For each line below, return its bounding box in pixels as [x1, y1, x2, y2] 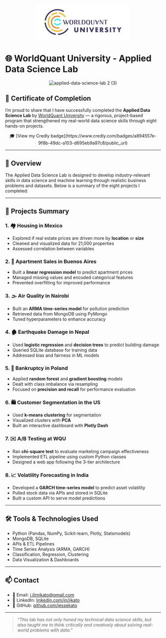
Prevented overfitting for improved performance [12, 280, 110, 286]
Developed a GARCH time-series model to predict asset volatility [12, 484, 146, 491]
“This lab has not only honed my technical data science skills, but [17, 616, 152, 622]
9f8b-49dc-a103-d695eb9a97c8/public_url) [38, 140, 128, 146]
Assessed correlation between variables [12, 245, 94, 251]
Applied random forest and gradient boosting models [12, 376, 123, 382]
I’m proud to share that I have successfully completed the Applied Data [5, 107, 151, 113]
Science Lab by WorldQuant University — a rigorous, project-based [5, 113, 143, 119]
